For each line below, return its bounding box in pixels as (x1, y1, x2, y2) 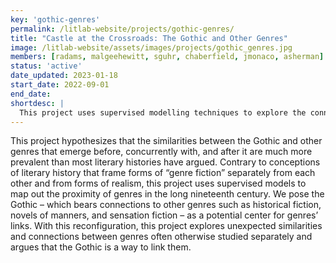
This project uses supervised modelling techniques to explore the (19, 107, 307, 118)
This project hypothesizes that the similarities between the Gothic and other (10, 135, 323, 147)
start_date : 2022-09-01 (10, 80, 110, 90)
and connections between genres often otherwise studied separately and (10, 231, 313, 243)
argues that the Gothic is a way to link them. (10, 241, 192, 253)
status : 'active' (10, 61, 83, 71)
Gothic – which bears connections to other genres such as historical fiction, (10, 199, 322, 211)
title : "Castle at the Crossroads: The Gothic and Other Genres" (10, 33, 288, 43)
